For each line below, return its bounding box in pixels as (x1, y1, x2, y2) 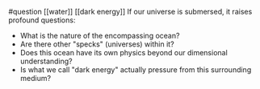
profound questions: (8, 15, 76, 25)
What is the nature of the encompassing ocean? (19, 31, 180, 40)
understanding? (19, 56, 73, 66)
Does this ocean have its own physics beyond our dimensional (19, 48, 228, 57)
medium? (19, 74, 51, 83)
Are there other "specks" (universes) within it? (19, 39, 175, 49)
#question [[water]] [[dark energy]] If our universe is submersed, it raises (8, 7, 253, 16)
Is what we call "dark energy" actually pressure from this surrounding (19, 65, 252, 75)
